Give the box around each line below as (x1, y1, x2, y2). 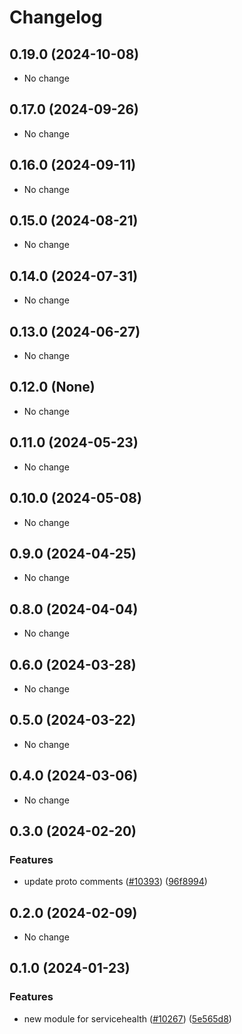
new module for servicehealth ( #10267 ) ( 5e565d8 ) (23, 1012, 232, 1025)
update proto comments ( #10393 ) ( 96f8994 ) (23, 876, 208, 888)
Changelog (9, 6, 103, 29)
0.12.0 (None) (9, 379, 96, 396)
